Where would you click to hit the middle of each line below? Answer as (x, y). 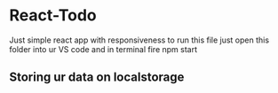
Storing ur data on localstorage (97, 77)
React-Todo (53, 15)
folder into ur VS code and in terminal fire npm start (103, 49)
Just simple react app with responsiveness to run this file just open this (139, 40)
